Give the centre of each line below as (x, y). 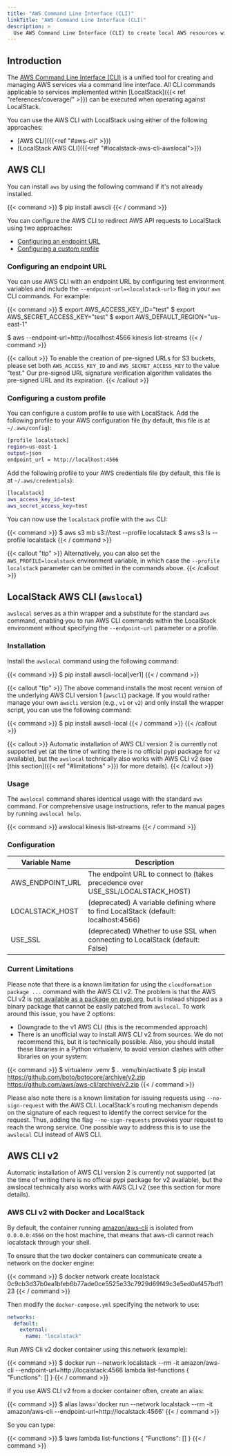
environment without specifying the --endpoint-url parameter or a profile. (113, 628)
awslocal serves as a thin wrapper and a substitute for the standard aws (108, 613)
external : (34, 1330)
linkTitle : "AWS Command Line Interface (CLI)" (77, 20)
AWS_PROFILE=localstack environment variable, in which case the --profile (114, 561)
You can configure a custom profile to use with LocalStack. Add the (103, 413)
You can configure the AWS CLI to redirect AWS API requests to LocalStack (114, 220)
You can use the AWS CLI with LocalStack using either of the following (107, 120)
